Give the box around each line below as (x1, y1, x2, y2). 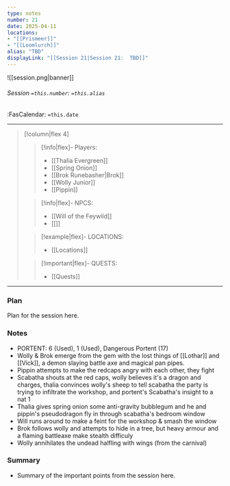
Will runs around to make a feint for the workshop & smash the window (16, 417, 217, 425)
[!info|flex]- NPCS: (40, 199, 94, 207)
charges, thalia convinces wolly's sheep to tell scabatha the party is (16, 381, 209, 389)
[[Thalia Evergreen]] (51, 156, 108, 164)
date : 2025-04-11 (7, 23, 57, 29)
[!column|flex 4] (23, 129, 70, 138)
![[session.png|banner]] (7, 73, 74, 81)
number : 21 (7, 16, 38, 23)
